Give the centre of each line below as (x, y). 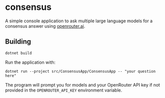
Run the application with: (30, 62)
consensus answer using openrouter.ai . (45, 26)
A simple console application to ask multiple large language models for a (79, 21)
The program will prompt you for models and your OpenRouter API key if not (83, 85)
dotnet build (19, 53)
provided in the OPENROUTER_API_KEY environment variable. (64, 90)
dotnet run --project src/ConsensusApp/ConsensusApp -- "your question (80, 71)
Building (18, 42)
